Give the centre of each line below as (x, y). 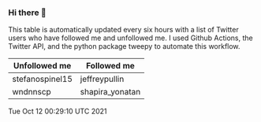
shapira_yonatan (110, 92)
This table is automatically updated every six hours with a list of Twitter (123, 30)
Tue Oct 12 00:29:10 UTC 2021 (58, 111)
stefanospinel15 (43, 79)
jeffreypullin (102, 79)
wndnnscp (32, 92)
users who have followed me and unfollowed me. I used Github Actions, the (131, 38)
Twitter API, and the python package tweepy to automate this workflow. (124, 46)
